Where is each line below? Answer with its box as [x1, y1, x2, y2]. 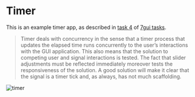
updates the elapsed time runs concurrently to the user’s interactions [20, 41, 189, 48]
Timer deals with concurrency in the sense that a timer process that [20, 35, 186, 42]
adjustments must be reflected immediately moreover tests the [20, 60, 173, 67]
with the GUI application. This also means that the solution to [20, 47, 168, 54]
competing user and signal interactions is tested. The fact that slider [20, 54, 186, 61]
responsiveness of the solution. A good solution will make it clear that [20, 66, 190, 73]
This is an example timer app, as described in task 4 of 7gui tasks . [6, 24, 167, 31]
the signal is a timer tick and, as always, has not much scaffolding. [20, 73, 181, 80]
